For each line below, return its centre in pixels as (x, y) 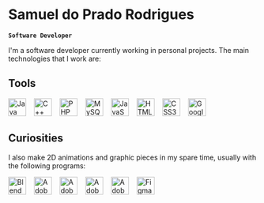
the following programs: (47, 165)
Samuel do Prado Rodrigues (102, 15)
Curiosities (36, 139)
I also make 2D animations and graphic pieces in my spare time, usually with (132, 157)
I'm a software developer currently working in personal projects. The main (129, 50)
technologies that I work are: (55, 58)
